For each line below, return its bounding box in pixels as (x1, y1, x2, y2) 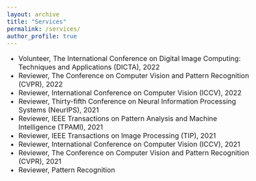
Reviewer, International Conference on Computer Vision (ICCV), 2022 (18, 88, 242, 97)
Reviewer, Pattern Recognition (18, 165, 116, 174)
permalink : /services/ (7, 25, 81, 33)
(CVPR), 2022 (18, 79, 63, 88)
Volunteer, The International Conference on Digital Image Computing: (18, 53, 241, 63)
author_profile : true (7, 32, 77, 40)
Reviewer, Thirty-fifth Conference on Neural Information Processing (18, 96, 236, 106)
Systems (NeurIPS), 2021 (18, 105, 99, 114)
